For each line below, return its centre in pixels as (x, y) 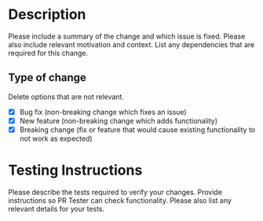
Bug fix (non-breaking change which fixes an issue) (103, 112)
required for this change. (48, 53)
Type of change (47, 77)
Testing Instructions (75, 170)
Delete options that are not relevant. (66, 97)
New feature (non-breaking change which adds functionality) (119, 120)
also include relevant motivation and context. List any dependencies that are (131, 44)
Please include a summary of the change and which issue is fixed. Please (127, 36)
